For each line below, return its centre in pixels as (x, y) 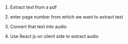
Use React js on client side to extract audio (54, 36)
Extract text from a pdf (33, 7)
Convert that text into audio (38, 26)
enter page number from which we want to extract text (67, 17)
